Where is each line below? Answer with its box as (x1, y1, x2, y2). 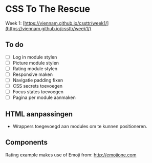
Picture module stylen (12, 59, 59, 66)
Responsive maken (12, 71, 53, 77)
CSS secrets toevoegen (12, 83, 63, 89)
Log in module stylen (12, 54, 57, 60)
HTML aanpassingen (5, 110, 73, 118)
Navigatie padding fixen (12, 77, 63, 83)
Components (5, 138, 48, 147)
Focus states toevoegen (12, 89, 64, 95)
